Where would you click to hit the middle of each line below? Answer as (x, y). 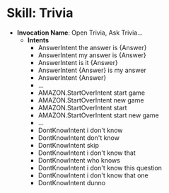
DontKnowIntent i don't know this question (100, 168)
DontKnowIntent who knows (79, 160)
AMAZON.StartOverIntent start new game (99, 115)
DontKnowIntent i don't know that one (93, 175)
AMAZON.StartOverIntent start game (92, 93)
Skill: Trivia (40, 13)
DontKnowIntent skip (69, 145)
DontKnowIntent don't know (78, 138)
